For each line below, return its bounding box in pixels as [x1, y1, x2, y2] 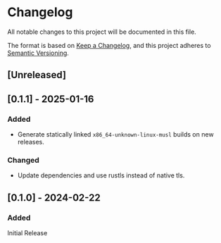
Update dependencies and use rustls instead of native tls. [17, 171, 185, 180]
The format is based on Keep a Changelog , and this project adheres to [7, 41, 211, 49]
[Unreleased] [7, 69, 67, 81]
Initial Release [7, 229, 48, 237]
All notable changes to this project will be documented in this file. [7, 27, 197, 36]
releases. [17, 138, 44, 147]
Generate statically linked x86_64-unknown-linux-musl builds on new [17, 130, 214, 139]
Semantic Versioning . [7, 49, 69, 57]
